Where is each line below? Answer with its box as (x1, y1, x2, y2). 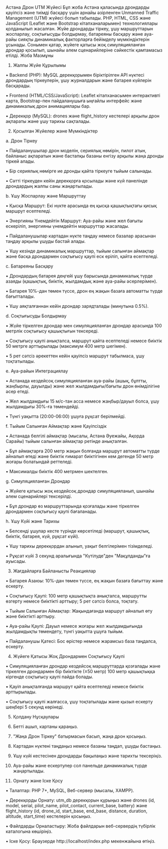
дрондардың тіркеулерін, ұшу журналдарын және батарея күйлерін (6, 78, 152, 83)
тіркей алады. (6, 158, 35, 164)
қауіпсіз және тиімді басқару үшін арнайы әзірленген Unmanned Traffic (6, 10, 159, 16)
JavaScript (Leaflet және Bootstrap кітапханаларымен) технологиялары (6, 20, 158, 26)
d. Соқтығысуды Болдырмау (6, 313, 67, 319)
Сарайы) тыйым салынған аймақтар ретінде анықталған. (6, 438, 128, 444)
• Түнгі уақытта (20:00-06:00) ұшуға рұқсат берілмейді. (6, 413, 126, 419)
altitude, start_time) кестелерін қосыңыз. (6, 813, 92, 819)
